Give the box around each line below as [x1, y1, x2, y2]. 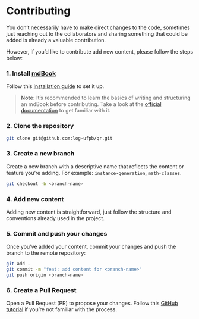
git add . [6, 261, 31, 267]
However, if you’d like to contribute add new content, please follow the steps [6, 48, 194, 55]
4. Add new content [6, 195, 64, 203]
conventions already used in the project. [6, 214, 105, 221]
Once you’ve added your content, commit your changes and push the [6, 243, 176, 251]
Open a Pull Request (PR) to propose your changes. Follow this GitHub [6, 299, 178, 307]
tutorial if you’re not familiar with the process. [6, 306, 118, 313]
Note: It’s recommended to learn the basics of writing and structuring [20, 94, 191, 102]
